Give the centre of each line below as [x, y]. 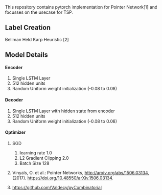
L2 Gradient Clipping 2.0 [44, 158]
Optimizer [15, 132]
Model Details [26, 55]
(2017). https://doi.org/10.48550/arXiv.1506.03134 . [63, 178]
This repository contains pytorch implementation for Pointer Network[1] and [81, 7]
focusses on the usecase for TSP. [39, 12]
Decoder [14, 100]
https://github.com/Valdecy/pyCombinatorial [57, 187]
